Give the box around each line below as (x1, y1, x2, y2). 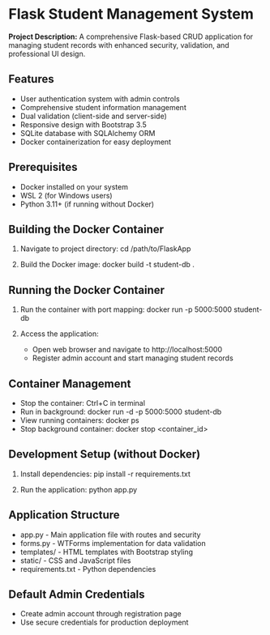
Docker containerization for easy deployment (19, 137, 172, 147)
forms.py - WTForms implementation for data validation (19, 538, 206, 548)
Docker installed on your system (19, 181, 128, 191)
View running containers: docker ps (19, 416, 139, 425)
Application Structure (8, 508, 120, 522)
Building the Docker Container (8, 222, 165, 236)
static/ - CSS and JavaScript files (19, 556, 131, 565)
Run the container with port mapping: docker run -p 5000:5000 (19, 305, 233, 314)
